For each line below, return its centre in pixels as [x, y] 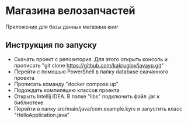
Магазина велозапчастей [70, 11]
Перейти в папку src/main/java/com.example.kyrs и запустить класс [98, 108]
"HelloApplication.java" [42, 115]
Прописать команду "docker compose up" [66, 84]
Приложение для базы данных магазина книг [62, 27]
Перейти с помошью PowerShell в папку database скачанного [91, 72]
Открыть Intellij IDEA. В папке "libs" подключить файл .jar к [87, 96]
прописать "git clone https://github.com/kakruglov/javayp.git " [89, 65]
